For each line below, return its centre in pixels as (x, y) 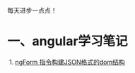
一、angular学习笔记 (68, 41)
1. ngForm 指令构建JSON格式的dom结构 (67, 62)
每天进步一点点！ (32, 10)
